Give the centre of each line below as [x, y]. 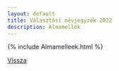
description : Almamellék [44, 27]
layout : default [31, 14]
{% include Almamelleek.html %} [56, 47]
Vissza [17, 60]
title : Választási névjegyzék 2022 [60, 20]
